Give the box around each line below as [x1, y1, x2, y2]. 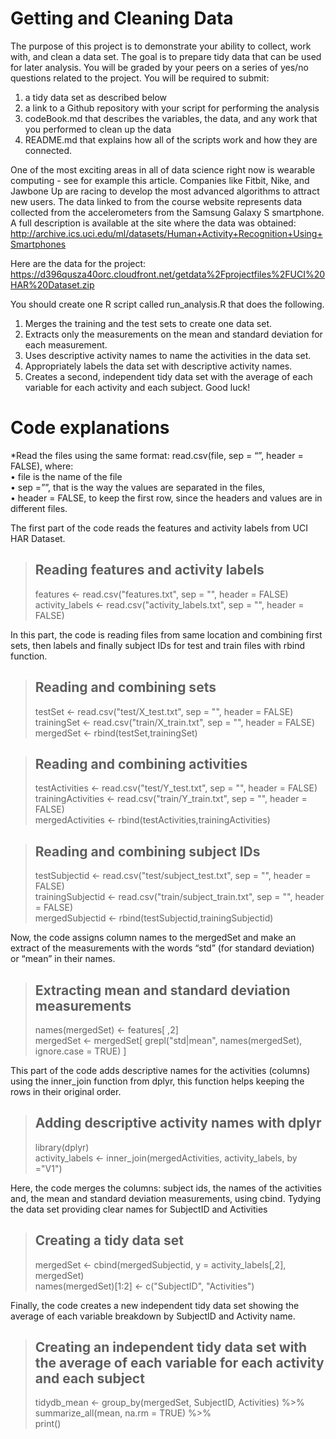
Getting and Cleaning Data [10, 7, 234, 30]
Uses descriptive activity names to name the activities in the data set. [24, 349, 312, 361]
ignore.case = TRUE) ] [34, 1045, 127, 1057]
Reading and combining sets [34, 679, 217, 696]
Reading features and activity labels [34, 562, 265, 579]
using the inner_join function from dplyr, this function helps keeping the [10, 1075, 305, 1087]
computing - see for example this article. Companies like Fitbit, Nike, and [10, 174, 310, 186]
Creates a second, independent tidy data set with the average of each [24, 370, 313, 382]
